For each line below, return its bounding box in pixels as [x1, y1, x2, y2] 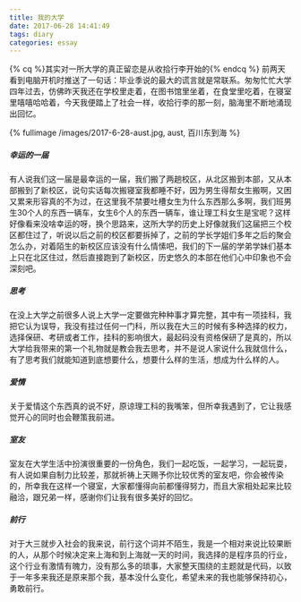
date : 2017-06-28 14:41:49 [9, 21, 110, 30]
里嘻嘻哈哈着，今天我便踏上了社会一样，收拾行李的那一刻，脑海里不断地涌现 [9, 98, 292, 108]
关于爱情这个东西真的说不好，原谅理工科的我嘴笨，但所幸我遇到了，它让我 [9, 401, 284, 411]
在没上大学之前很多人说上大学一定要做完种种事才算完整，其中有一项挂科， [9, 309, 284, 320]
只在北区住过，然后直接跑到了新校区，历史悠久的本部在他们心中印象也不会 [16, 252, 292, 263]
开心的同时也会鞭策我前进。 [16, 412, 119, 423]
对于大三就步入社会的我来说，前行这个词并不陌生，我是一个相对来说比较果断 [9, 538, 292, 549]
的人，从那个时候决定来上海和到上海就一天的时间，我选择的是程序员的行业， [9, 549, 292, 560]
